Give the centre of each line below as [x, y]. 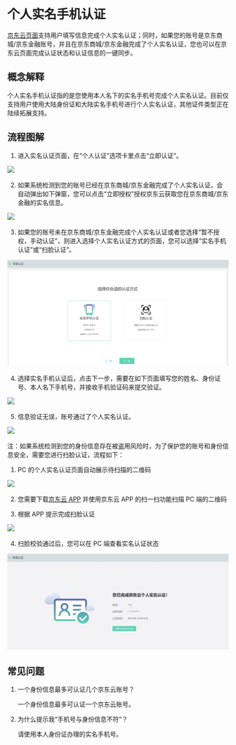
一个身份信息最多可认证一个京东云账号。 [76, 704]
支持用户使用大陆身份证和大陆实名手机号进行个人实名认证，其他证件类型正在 [118, 104]
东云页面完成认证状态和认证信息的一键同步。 [72, 53]
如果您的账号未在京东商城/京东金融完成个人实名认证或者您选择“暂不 [116, 232]
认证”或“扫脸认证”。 [46, 250]
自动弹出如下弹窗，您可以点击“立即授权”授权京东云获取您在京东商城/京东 [123, 193]
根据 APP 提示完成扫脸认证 [56, 514]
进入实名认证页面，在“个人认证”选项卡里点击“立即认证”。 [100, 155]
